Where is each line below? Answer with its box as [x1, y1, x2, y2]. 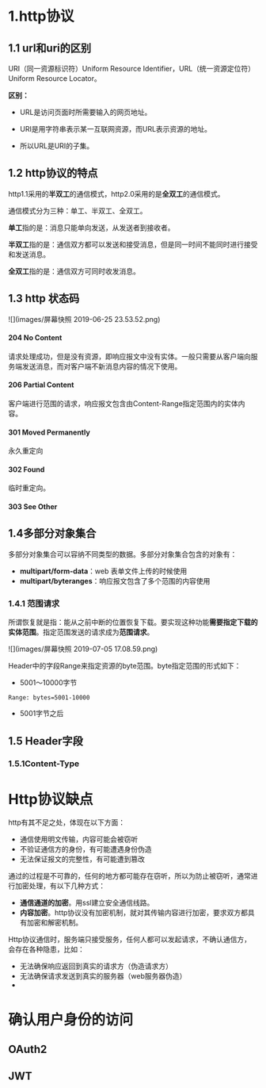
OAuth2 [8, 1042, 47, 1055]
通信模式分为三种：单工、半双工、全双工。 [8, 205, 147, 215]
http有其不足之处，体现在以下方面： [8, 818, 126, 827]
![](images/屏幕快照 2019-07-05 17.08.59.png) [8, 644, 158, 654]
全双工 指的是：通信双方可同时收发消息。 [8, 266, 140, 276]
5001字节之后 [19, 709, 64, 718]
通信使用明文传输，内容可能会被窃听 [19, 834, 139, 845]
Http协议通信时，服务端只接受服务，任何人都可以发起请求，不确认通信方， [8, 935, 252, 944]
